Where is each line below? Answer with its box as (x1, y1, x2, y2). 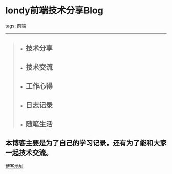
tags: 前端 (5, 23, 27, 29)
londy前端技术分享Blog (5, 5, 103, 16)
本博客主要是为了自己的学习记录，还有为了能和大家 (5, 139, 167, 147)
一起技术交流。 (5, 148, 53, 157)
